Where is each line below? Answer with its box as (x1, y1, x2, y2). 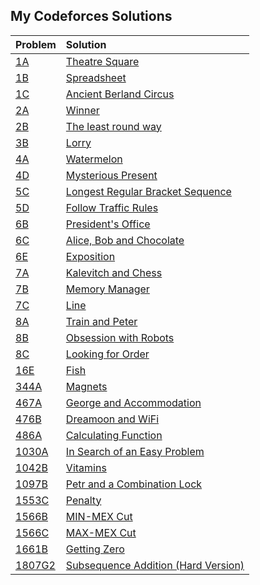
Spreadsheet (65, 70, 127, 84)
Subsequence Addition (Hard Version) (65, 558, 245, 572)
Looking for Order (65, 347, 150, 361)
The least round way (65, 119, 162, 133)
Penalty (65, 493, 102, 507)
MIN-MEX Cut (65, 509, 133, 523)
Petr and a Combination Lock (65, 477, 203, 491)
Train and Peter (65, 314, 138, 328)
